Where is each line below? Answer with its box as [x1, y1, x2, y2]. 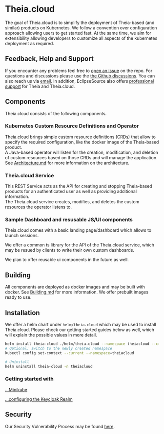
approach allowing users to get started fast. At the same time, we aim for [5, 30, 151, 36]
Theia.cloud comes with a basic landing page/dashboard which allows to [5, 227, 152, 233]
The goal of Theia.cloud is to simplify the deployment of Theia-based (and [5, 20, 155, 25]
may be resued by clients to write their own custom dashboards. [5, 247, 134, 253]
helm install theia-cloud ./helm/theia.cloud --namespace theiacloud [5, 341, 150, 346]
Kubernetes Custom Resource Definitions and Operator [5, 122, 139, 129]
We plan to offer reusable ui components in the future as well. [5, 257, 129, 263]
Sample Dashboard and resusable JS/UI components [5, 217, 133, 223]
